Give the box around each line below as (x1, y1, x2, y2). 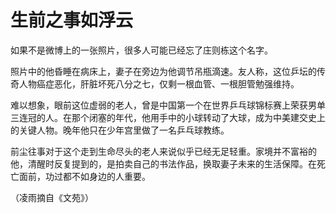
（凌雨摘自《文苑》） (10, 191, 94, 203)
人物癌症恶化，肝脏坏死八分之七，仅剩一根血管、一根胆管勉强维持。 (18, 77, 300, 90)
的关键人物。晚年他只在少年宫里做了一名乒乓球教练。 (10, 124, 230, 136)
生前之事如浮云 (10, 9, 134, 32)
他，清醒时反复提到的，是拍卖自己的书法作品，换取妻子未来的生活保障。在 (10, 157, 317, 170)
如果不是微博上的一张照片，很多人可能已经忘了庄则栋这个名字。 (10, 44, 273, 56)
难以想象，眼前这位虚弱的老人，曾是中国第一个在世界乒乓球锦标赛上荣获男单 (10, 99, 326, 111)
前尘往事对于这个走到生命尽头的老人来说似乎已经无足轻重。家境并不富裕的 (10, 145, 317, 157)
